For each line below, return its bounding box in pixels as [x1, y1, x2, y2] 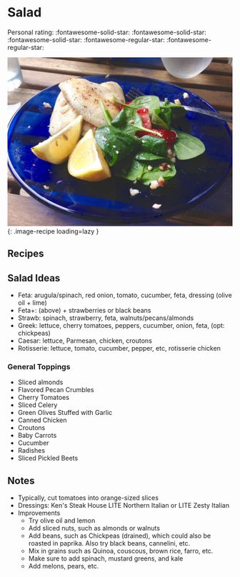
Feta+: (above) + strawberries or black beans [17, 306, 151, 315]
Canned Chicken [17, 416, 67, 425]
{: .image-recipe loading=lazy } [7, 226, 99, 236]
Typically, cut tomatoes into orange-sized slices [17, 493, 159, 502]
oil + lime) [17, 298, 48, 307]
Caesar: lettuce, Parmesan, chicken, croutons [17, 336, 152, 345]
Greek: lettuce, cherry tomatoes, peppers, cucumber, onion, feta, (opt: [17, 321, 225, 330]
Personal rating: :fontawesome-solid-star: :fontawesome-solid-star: [7, 28, 206, 36]
